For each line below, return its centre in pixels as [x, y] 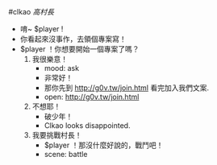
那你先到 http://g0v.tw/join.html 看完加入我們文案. [127, 88]
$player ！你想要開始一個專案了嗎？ [79, 49]
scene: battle [66, 154]
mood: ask [61, 68]
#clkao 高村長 [31, 12]
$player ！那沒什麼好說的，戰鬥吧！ [104, 145]
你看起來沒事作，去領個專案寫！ [73, 39]
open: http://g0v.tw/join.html [92, 97]
